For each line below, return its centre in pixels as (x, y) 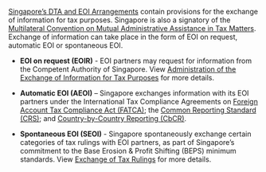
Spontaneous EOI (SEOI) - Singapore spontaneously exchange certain (135, 134)
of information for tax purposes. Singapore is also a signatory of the (119, 20)
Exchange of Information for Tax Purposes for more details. (117, 78)
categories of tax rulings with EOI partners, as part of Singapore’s (127, 142)
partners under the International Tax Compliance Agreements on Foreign (139, 102)
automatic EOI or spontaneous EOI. (66, 45)
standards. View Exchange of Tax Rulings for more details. (115, 159)
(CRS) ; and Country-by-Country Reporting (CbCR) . (103, 118)
